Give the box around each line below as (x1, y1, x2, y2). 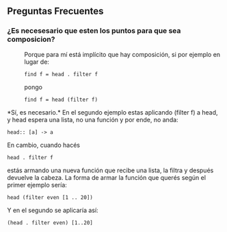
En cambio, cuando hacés (7, 141, 81, 149)
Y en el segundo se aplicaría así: (7, 206, 98, 214)
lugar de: (24, 58, 50, 66)
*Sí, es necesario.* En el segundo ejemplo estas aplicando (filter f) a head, (7, 108, 218, 116)
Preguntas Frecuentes (7, 5, 104, 17)
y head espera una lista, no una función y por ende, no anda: (7, 115, 179, 124)
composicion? (7, 34, 55, 44)
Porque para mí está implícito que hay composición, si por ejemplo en (24, 50, 221, 58)
